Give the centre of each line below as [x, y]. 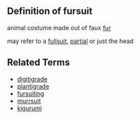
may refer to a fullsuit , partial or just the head [70, 41]
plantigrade [33, 86]
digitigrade [32, 79]
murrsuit [29, 101]
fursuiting [30, 93]
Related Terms [39, 63]
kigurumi [29, 108]
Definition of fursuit [50, 11]
